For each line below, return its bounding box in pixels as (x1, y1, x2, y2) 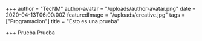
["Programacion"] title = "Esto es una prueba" (5, 18, 120, 24)
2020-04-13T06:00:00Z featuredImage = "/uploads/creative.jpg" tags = (5, 11, 186, 18)
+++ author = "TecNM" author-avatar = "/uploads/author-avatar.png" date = (5, 5, 196, 12)
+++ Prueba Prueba (5, 29, 56, 36)
